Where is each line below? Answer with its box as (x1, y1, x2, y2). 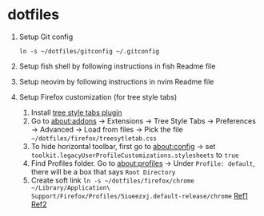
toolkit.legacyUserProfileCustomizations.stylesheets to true (30, 150, 239, 159)
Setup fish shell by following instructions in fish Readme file (18, 61, 216, 71)
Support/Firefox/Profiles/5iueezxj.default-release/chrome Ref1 (30, 190, 249, 200)
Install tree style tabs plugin (30, 108, 122, 117)
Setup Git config (18, 32, 74, 41)
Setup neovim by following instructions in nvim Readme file (18, 77, 214, 86)
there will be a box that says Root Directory (30, 167, 176, 176)
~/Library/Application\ (30, 183, 111, 192)
